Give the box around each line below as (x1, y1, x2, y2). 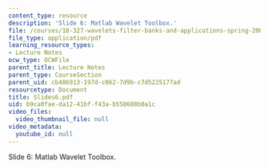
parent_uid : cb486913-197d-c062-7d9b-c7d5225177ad (8, 78, 181, 86)
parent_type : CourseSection (8, 71, 102, 79)
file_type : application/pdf (8, 33, 102, 42)
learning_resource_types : (8, 41, 94, 49)
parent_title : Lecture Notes (8, 64, 106, 72)
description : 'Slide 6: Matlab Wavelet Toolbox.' (8, 19, 178, 27)
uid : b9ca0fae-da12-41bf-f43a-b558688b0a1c (8, 100, 156, 108)
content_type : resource (8, 11, 88, 20)
